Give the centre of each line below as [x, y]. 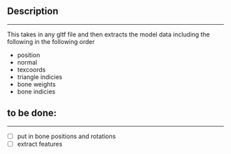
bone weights [36, 84]
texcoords [31, 69]
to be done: [32, 113]
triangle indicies [40, 77]
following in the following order [51, 41]
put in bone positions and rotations [66, 136]
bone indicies [36, 91]
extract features [40, 144]
